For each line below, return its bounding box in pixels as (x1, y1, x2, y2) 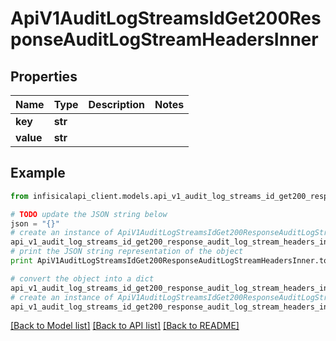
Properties (10, 68, 78, 85)
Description (88, 98, 145, 111)
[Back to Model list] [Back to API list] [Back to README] (10, 320, 240, 332)
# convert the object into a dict (10, 273, 155, 284)
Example (10, 165, 66, 182)
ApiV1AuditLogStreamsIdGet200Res (10, 7, 322, 30)
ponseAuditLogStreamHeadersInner (10, 28, 319, 51)
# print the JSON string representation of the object (10, 247, 244, 257)
